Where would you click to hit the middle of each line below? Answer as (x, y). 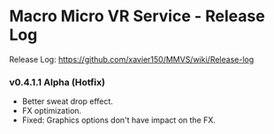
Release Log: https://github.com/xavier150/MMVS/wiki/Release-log (132, 59)
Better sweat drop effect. (67, 101)
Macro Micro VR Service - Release (137, 16)
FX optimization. (52, 111)
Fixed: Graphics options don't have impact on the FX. (119, 120)
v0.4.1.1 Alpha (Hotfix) (57, 82)
